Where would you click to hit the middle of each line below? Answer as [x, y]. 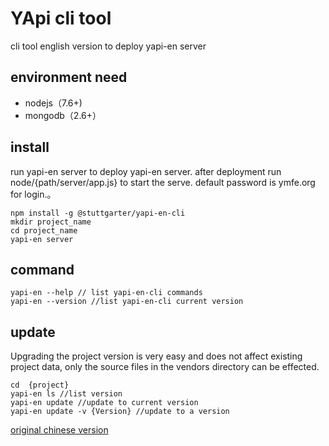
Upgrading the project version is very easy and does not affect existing [156, 356]
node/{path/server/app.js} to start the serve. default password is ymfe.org [163, 182]
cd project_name [44, 230]
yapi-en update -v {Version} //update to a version [120, 412]
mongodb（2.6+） [63, 115]
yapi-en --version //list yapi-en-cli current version [127, 302]
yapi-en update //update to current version [104, 403]
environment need [69, 77]
